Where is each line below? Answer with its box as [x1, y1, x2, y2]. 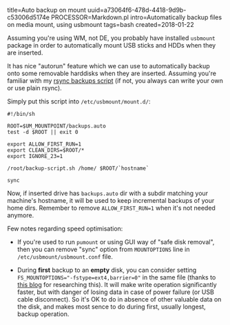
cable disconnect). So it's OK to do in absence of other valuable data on [17, 295, 222, 303]
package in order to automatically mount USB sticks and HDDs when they [7, 41, 216, 49]
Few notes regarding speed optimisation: [7, 224, 123, 233]
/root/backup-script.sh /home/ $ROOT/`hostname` [7, 165, 149, 172]
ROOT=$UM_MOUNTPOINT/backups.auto [7, 123, 107, 130]
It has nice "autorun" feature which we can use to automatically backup [7, 62, 210, 70]
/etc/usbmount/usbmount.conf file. [17, 253, 114, 261]
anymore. [7, 211, 34, 219]
